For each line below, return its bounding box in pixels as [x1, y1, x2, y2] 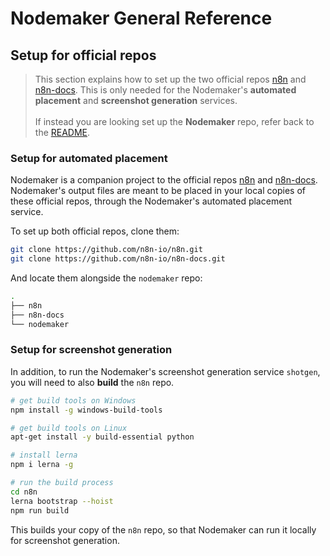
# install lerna [10, 450, 78, 461]
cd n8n [10, 487, 38, 497]
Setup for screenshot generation [10, 343, 173, 357]
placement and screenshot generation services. [34, 95, 238, 106]
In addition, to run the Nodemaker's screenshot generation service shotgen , [10, 365, 321, 377]
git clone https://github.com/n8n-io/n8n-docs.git [10, 254, 226, 264]
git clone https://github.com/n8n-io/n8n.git [10, 245, 203, 255]
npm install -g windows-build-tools [10, 405, 163, 415]
